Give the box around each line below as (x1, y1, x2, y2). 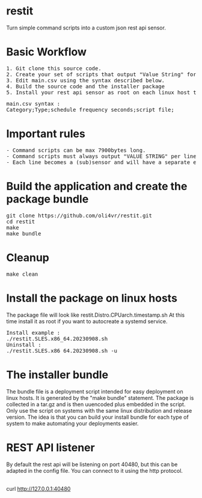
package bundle (6, 192, 89, 205)
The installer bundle (6, 368, 109, 381)
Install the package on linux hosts (6, 291, 177, 305)
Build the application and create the (6, 180, 188, 193)
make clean (6, 270, 38, 278)
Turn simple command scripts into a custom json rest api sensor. (6, 24, 167, 31)
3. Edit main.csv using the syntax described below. (6, 77, 165, 84)
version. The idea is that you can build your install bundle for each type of (6, 413, 189, 421)
